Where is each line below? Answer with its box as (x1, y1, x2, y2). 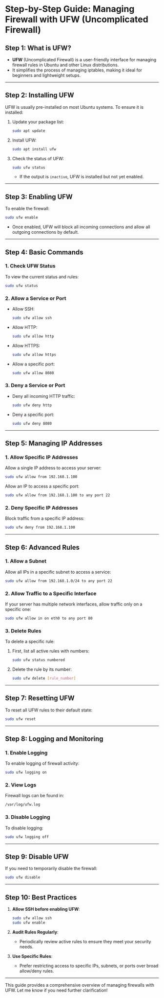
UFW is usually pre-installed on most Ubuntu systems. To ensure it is (5, 104, 144, 110)
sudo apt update (12, 128, 45, 133)
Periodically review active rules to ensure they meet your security (19, 938, 151, 944)
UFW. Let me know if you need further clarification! (5, 987, 108, 993)
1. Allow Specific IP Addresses (5, 454, 78, 461)
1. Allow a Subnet (5, 558, 47, 564)
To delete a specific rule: (5, 638, 55, 645)
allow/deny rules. (19, 968, 55, 974)
